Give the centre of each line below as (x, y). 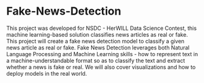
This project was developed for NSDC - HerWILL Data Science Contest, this (102, 28)
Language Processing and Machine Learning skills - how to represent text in (102, 54)
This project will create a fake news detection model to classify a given (96, 41)
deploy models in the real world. (47, 73)
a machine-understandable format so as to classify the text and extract (96, 60)
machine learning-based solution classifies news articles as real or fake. (97, 34)
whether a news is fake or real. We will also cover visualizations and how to (101, 67)
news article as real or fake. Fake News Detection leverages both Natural (98, 48)
